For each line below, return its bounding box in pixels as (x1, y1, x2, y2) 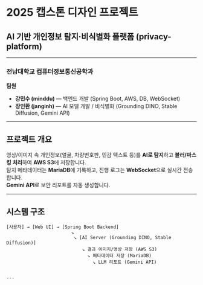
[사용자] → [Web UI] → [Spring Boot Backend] (6, 224, 119, 230)
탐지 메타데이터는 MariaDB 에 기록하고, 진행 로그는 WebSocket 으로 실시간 (6, 167, 182, 174)
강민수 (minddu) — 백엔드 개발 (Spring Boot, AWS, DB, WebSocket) (14, 95, 181, 103)
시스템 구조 (6, 207, 45, 217)
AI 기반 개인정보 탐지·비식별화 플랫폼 (6, 31, 135, 42)
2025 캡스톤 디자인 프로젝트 (6, 5, 139, 19)
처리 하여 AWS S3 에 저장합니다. (12, 159, 86, 166)
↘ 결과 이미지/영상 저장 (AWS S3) (82, 246, 158, 252)
